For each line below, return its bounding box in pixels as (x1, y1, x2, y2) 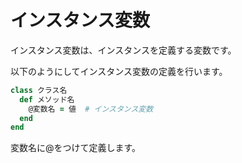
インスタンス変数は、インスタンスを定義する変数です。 (10, 44, 237, 56)
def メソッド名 (19, 94, 75, 105)
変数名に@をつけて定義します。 (10, 142, 142, 154)
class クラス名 (10, 85, 68, 95)
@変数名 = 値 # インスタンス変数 (28, 104, 154, 114)
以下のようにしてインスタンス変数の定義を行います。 (10, 65, 228, 77)
